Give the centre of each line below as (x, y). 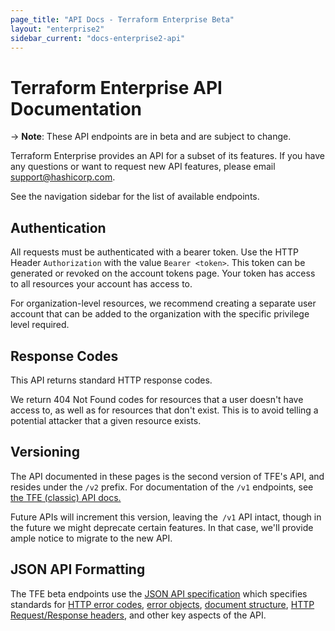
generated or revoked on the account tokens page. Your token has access (163, 273)
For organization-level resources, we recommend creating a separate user (163, 303)
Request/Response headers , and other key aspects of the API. (138, 615)
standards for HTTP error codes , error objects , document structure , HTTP (162, 604)
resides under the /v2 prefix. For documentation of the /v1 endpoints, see (162, 487)
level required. (40, 325)
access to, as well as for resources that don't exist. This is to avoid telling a (164, 410)
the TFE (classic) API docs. (66, 497)
